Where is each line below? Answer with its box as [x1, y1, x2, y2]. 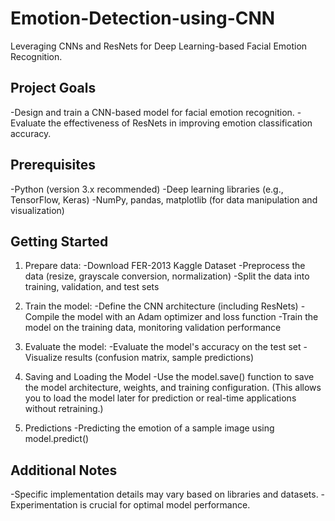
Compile [24, 311, 60, 323]
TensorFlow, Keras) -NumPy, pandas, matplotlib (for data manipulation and [10, 193, 318, 206]
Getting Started [10, 233, 109, 250]
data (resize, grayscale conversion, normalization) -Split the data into [24, 270, 310, 282]
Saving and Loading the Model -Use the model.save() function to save [24, 371, 315, 383]
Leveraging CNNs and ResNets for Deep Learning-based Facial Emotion [10, 40, 308, 52]
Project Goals [10, 80, 97, 97]
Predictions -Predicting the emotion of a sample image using [24, 422, 275, 434]
